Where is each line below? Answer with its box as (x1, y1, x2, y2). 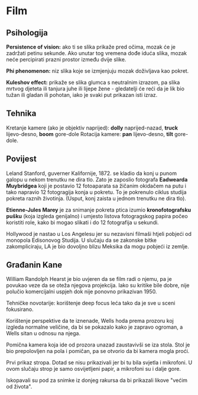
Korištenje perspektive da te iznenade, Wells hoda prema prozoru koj (6, 318, 174, 325)
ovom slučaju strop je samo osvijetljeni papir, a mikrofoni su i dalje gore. (6, 365, 181, 373)
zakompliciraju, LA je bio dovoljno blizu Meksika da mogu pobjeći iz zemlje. (6, 242, 189, 250)
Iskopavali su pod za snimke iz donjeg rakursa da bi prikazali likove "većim (6, 377, 188, 384)
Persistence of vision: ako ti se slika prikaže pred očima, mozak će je (6, 43, 176, 50)
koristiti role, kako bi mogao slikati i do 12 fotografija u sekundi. (6, 219, 159, 226)
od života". (6, 383, 33, 390)
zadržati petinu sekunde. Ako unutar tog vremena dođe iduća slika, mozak (6, 50, 187, 57)
